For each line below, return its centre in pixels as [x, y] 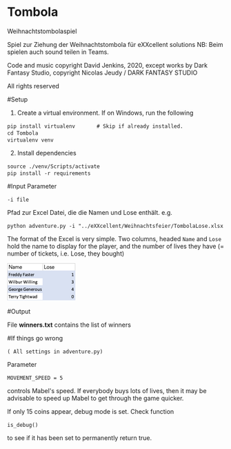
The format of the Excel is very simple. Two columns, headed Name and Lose [114, 238]
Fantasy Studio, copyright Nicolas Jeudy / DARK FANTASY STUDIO [102, 73]
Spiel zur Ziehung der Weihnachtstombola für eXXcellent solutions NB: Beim [115, 44]
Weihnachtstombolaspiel [42, 31]
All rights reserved [33, 86]
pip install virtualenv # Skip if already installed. [96, 126]
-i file [18, 200]
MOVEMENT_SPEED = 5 [35, 378]
